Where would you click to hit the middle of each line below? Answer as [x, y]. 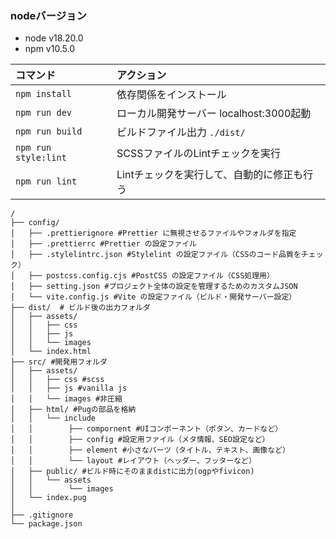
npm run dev [44, 113]
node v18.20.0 [54, 38]
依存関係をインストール [171, 95]
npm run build [49, 131]
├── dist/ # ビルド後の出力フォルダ [80, 308]
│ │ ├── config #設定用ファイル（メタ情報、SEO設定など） [140, 440]
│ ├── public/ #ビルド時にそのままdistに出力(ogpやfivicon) [132, 472]
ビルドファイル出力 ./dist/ [181, 132]
